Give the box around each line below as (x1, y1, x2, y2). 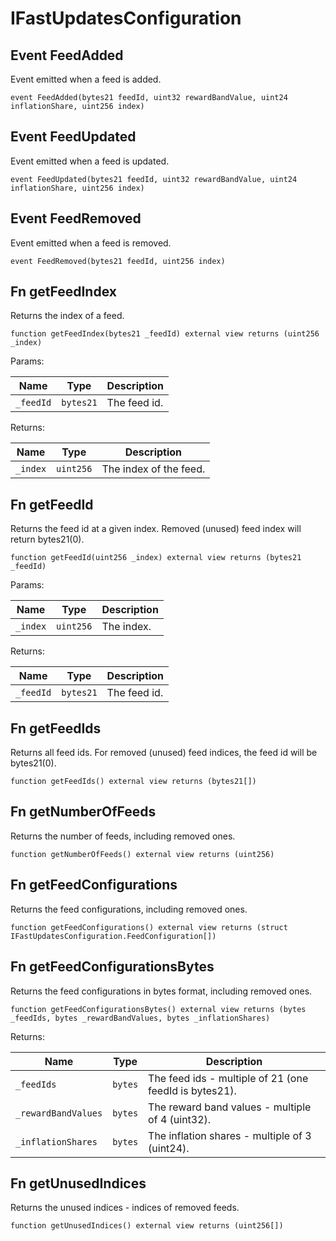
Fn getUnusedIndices (10, 1175, 147, 1192)
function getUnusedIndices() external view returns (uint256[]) (10, 1221, 284, 1231)
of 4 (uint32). (148, 1112, 212, 1126)
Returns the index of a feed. (10, 310, 125, 322)
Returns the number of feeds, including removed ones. (10, 830, 236, 842)
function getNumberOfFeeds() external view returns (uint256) (10, 849, 275, 859)
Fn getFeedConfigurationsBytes (10, 958, 215, 976)
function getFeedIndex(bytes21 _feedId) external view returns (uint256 (10, 329, 320, 339)
